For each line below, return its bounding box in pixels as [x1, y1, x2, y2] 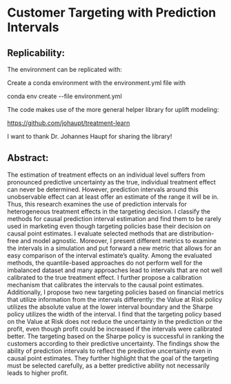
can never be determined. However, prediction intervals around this [7, 185, 199, 193]
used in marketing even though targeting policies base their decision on [7, 222, 211, 230]
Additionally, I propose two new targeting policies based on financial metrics [7, 288, 224, 296]
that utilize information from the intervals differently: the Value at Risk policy [7, 295, 223, 303]
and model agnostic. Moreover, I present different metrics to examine [20, 236, 217, 244]
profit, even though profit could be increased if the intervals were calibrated [7, 325, 223, 333]
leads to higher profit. [7, 368, 69, 377]
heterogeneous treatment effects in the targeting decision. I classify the [7, 207, 211, 215]
